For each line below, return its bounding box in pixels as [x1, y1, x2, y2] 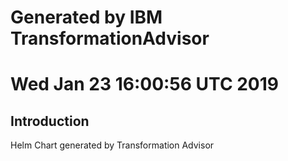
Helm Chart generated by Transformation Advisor [10, 139, 215, 151]
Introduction [10, 112, 90, 130]
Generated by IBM [10, 6, 163, 29]
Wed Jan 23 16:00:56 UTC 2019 [10, 73, 280, 96]
